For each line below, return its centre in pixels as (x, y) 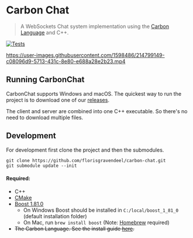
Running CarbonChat (45, 80)
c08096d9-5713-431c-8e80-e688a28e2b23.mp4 (66, 61)
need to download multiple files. (45, 117)
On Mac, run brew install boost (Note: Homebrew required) (96, 222)
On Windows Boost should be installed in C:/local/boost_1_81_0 (101, 210)
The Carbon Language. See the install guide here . (74, 229)
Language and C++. (44, 32)
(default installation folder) (55, 216)
